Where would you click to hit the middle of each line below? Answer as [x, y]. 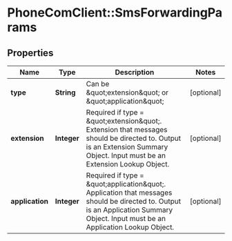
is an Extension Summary [127, 147]
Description [135, 72]
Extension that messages [127, 129]
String [65, 93]
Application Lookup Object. [130, 227]
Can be [98, 84]
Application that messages [129, 193]
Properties [30, 53]
